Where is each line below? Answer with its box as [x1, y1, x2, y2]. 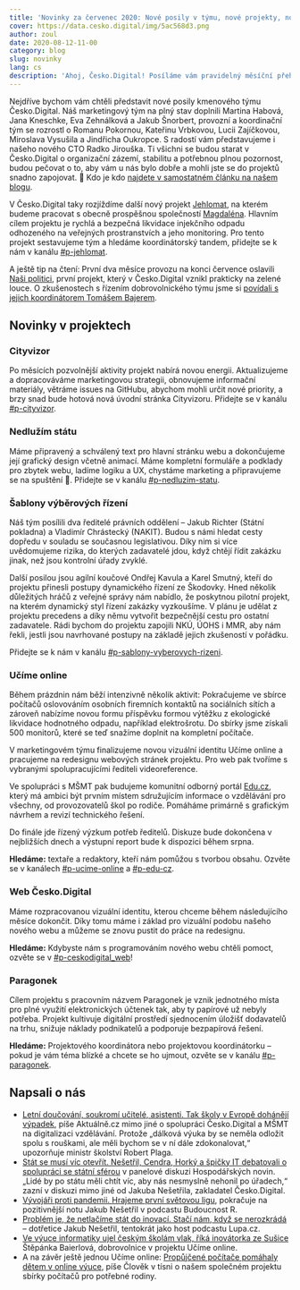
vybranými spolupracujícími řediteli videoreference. [9, 764, 198, 775]
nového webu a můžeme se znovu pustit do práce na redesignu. [9, 925, 246, 936]
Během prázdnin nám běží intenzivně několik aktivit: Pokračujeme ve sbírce [9, 690, 287, 700]
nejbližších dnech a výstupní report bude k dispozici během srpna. [9, 836, 254, 847]
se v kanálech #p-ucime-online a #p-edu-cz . [9, 863, 175, 874]
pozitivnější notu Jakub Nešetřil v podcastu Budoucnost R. [21, 1204, 238, 1215]
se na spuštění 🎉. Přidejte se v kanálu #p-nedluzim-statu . [9, 474, 221, 485]
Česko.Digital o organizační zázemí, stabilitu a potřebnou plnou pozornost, [9, 153, 283, 164]
